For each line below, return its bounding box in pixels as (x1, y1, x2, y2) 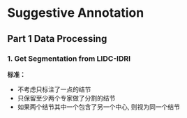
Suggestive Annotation (7, 5, 144, 21)
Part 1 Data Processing (7, 33, 107, 45)
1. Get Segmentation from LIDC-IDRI (7, 54, 131, 64)
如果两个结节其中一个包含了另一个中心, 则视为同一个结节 (17, 103, 180, 111)
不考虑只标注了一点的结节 (17, 85, 91, 94)
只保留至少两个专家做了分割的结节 (17, 94, 116, 102)
